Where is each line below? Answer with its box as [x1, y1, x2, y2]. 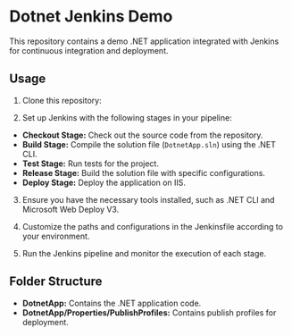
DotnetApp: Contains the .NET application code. [21, 298, 202, 308]
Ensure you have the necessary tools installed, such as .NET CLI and [21, 194, 275, 205]
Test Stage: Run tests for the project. [21, 158, 159, 169]
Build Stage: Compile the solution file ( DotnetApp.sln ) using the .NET [21, 139, 277, 149]
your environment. [21, 231, 90, 241]
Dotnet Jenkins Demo [9, 6, 173, 27]
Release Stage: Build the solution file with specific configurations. [21, 167, 266, 178]
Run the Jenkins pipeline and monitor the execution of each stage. [21, 248, 266, 258]
